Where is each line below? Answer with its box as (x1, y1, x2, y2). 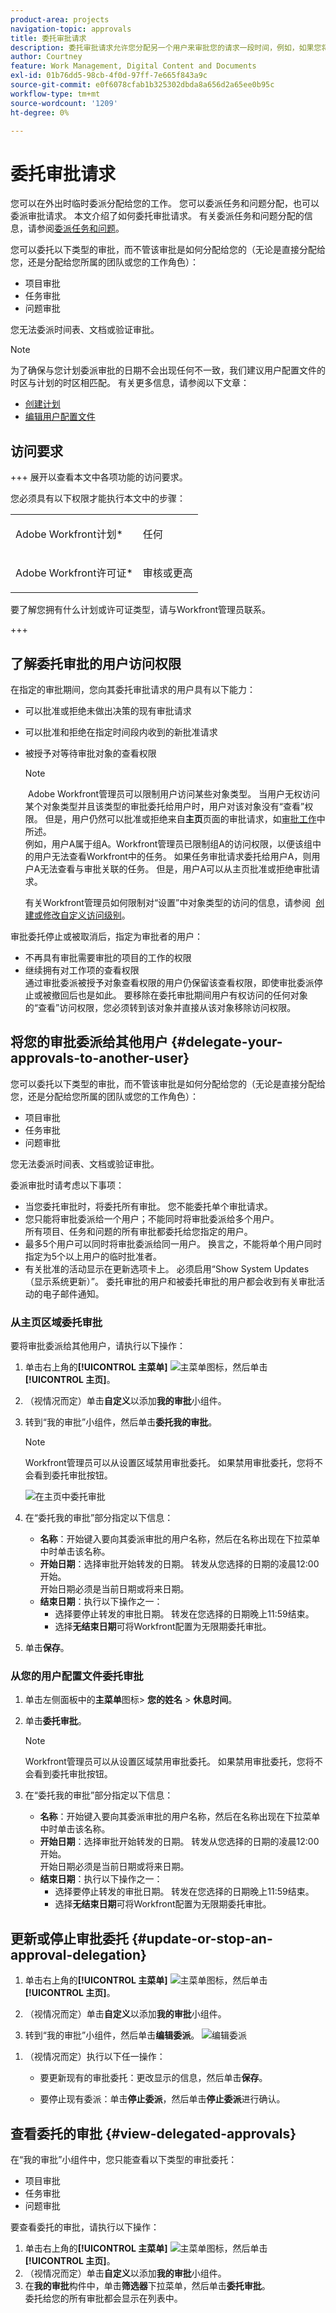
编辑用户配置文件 (24, 411, 96, 423)
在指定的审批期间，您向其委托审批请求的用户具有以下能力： (10, 683, 256, 695)
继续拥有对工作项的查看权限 (24, 964, 140, 976)
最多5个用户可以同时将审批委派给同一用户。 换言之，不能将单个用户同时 (24, 1237, 323, 1250)
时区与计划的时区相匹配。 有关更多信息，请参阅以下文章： (10, 377, 250, 389)
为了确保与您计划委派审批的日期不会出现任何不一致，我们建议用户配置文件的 (10, 364, 326, 376)
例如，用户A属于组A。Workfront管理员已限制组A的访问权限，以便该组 (24, 837, 313, 850)
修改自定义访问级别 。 (42, 909, 131, 921)
